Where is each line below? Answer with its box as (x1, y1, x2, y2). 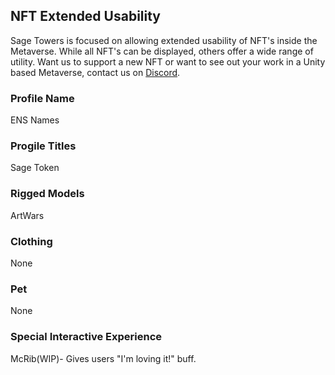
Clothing (10, 234, 53, 248)
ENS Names (10, 114, 60, 126)
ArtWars (10, 209, 45, 221)
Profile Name (10, 91, 75, 105)
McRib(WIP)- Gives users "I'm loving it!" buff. (10, 352, 197, 364)
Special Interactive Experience (10, 330, 163, 344)
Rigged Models (10, 187, 85, 201)
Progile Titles (10, 139, 77, 153)
